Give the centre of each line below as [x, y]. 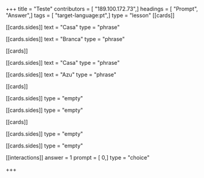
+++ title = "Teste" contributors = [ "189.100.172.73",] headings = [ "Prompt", [102, 9]
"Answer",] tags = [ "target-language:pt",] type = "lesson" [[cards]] [90, 15]
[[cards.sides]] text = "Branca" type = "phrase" [65, 39]
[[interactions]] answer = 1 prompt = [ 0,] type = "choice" [78, 158]
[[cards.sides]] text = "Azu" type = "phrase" [61, 75]
